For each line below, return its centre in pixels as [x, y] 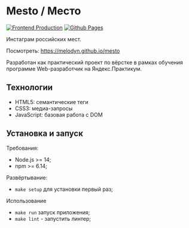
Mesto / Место [44, 11]
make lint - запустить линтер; [53, 218]
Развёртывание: [27, 177]
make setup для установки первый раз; [64, 189]
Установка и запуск [45, 134]
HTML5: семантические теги [51, 102]
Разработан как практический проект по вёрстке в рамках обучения [95, 62]
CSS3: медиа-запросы [44, 108]
